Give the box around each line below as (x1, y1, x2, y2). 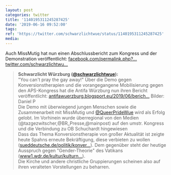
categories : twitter (5, 12, 50, 17)
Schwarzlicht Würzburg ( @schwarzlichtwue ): (17, 71, 119, 77)
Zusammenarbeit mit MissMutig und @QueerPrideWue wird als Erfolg (17, 109, 165, 115)
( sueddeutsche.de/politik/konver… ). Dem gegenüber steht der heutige (17, 142, 166, 148)
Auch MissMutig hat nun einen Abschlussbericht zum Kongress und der (5, 50, 157, 56)
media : (5, 36, 20, 42)
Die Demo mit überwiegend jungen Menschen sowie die (17, 104, 137, 110)
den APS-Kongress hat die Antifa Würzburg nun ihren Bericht (17, 87, 148, 93)
